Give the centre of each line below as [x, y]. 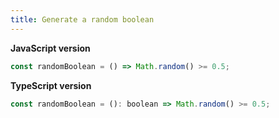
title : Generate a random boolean [82, 19]
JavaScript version [50, 48]
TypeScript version [51, 85]
